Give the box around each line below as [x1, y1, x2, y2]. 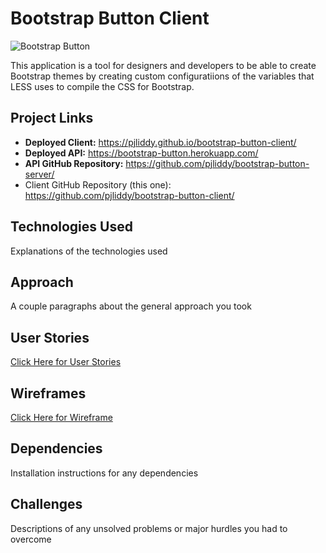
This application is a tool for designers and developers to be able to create [10, 59, 317, 71]
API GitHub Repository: [24, 157, 124, 169]
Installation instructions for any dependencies [10, 467, 199, 479]
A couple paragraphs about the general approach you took [10, 300, 252, 312]
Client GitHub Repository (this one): [24, 178, 172, 191]
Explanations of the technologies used [10, 245, 168, 257]
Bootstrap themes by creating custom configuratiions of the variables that [10, 70, 315, 82]
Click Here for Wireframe [10, 412, 113, 423]
